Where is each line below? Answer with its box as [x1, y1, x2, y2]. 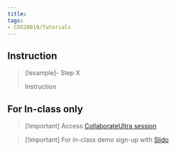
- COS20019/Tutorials [7, 23, 72, 30]
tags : [7, 17, 23, 24]
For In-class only [7, 103, 84, 115]
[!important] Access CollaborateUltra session [24, 122, 158, 130]
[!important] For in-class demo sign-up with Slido [24, 135, 169, 144]
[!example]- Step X [24, 69, 80, 77]
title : [7, 10, 27, 18]
